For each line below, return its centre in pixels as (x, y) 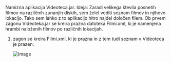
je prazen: (23, 44)
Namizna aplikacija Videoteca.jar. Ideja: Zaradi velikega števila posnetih (81, 7)
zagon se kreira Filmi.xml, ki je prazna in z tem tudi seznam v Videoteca (88, 39)
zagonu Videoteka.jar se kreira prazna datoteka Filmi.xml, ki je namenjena (83, 23)
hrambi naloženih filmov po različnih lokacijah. (54, 29)
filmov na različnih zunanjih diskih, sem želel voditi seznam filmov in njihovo (85, 13)
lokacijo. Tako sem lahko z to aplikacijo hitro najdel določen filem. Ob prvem (85, 18)
